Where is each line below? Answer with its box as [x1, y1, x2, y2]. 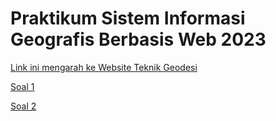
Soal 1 [10, 80, 35, 92]
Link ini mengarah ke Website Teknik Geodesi [10, 61, 198, 73]
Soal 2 [10, 100, 37, 112]
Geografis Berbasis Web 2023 [10, 28, 267, 51]
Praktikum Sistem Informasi [10, 7, 246, 30]
